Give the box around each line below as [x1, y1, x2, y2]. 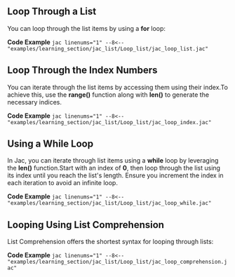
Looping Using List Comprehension [7, 219, 165, 231]
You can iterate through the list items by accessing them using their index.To [7, 83, 228, 91]
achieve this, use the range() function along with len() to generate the [7, 90, 209, 99]
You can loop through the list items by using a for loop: [7, 24, 166, 32]
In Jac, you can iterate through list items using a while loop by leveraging [7, 156, 219, 165]
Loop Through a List [7, 6, 97, 18]
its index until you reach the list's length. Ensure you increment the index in [7, 171, 224, 180]
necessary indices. [7, 97, 62, 106]
